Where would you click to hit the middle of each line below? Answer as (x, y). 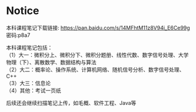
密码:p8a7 (18, 35)
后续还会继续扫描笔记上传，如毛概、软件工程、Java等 (71, 103)
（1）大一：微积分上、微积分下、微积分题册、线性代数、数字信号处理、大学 (97, 55)
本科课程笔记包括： (29, 47)
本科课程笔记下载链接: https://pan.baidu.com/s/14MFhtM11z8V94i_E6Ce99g (98, 28)
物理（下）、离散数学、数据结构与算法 (51, 62)
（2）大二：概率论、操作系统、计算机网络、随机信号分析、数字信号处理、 (95, 69)
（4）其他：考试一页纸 (34, 90)
